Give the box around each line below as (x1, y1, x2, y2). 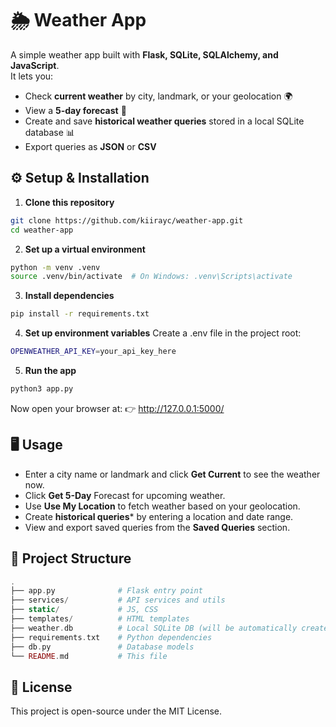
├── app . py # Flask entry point (10, 586, 203, 596)
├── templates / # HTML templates (10, 614, 190, 624)
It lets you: (10, 70, 54, 82)
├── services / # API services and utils (10, 595, 226, 606)
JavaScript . (10, 59, 60, 71)
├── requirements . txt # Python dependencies (10, 632, 213, 642)
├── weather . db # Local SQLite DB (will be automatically (10, 623, 298, 633)
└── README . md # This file (10, 651, 168, 661)
